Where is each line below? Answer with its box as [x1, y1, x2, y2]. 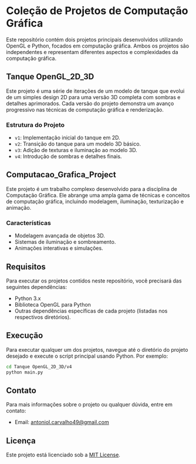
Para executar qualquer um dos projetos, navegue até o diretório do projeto [6, 346, 188, 353]
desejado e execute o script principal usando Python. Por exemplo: [6, 352, 168, 359]
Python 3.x [14, 295, 41, 302]
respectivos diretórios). [14, 313, 72, 321]
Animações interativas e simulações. [14, 245, 104, 252]
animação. [6, 204, 32, 211]
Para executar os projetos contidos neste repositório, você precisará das [6, 277, 182, 284]
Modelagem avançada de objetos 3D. [14, 232, 106, 239]
